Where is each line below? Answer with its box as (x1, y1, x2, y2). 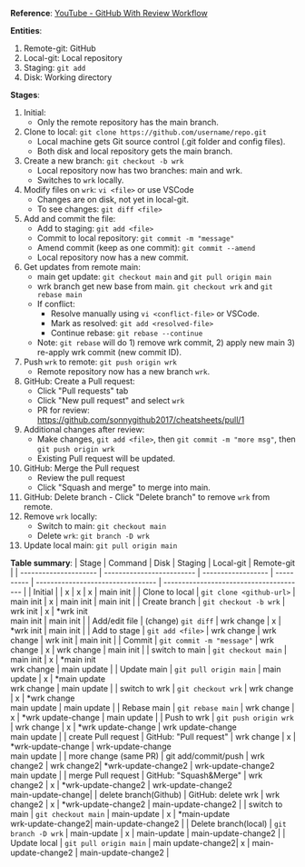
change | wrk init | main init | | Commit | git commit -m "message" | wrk (10, 635, 275, 645)
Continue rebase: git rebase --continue (50, 327, 203, 338)
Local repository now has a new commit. (36, 252, 189, 263)
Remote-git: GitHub (23, 43, 96, 54)
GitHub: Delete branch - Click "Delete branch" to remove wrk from (23, 492, 271, 503)
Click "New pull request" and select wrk (36, 395, 185, 405)
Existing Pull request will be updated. (36, 453, 175, 463)
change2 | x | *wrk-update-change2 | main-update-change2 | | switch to (10, 799, 283, 810)
